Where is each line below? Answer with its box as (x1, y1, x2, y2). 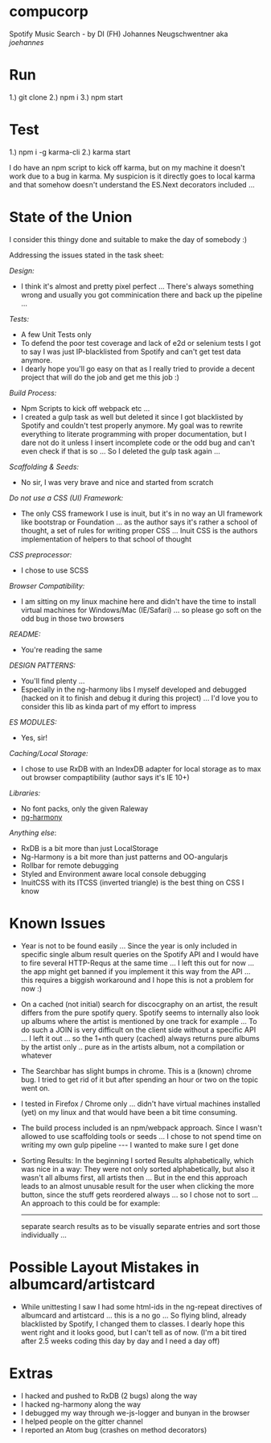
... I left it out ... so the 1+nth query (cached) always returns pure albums (20, 1033, 260, 1043)
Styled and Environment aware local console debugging (20, 869, 207, 878)
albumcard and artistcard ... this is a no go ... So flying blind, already (20, 1310, 247, 1320)
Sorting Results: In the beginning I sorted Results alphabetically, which (20, 1155, 254, 1165)
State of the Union (9, 208, 133, 226)
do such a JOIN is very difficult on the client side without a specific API (20, 1025, 257, 1034)
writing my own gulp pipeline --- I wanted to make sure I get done (20, 1140, 240, 1149)
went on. (20, 1083, 51, 1092)
